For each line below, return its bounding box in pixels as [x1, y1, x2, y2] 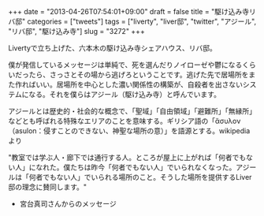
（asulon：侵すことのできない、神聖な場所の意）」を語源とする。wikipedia [8, 126, 251, 136]
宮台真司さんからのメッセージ [19, 199, 117, 208]
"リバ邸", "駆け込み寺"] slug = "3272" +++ [8, 27, 146, 35]
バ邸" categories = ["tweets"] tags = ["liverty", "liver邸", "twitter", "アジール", [8, 17, 257, 26]
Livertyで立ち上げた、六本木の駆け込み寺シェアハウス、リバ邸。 [8, 43, 217, 53]
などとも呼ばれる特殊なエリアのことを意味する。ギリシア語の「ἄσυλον [8, 117, 241, 125]
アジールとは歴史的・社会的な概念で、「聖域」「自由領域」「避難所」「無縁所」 [8, 106, 256, 116]
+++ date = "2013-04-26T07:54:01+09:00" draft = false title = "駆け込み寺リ [8, 7, 256, 16]
